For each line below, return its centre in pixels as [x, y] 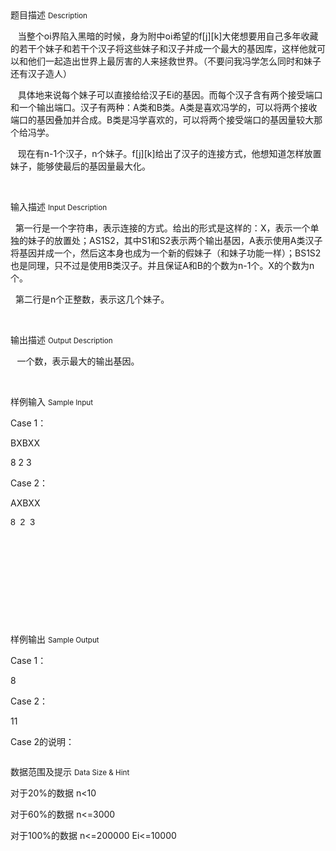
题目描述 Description [49, 15]
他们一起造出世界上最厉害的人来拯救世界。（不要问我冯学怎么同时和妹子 [174, 61]
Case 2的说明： [42, 741]
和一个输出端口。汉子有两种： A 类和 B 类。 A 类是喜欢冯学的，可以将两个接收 [164, 107]
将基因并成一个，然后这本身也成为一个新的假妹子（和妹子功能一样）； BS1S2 [166, 253]
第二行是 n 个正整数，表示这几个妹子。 [92, 299]
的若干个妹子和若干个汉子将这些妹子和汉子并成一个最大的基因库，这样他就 [163, 48]
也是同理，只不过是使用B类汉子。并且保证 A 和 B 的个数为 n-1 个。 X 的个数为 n [162, 265]
